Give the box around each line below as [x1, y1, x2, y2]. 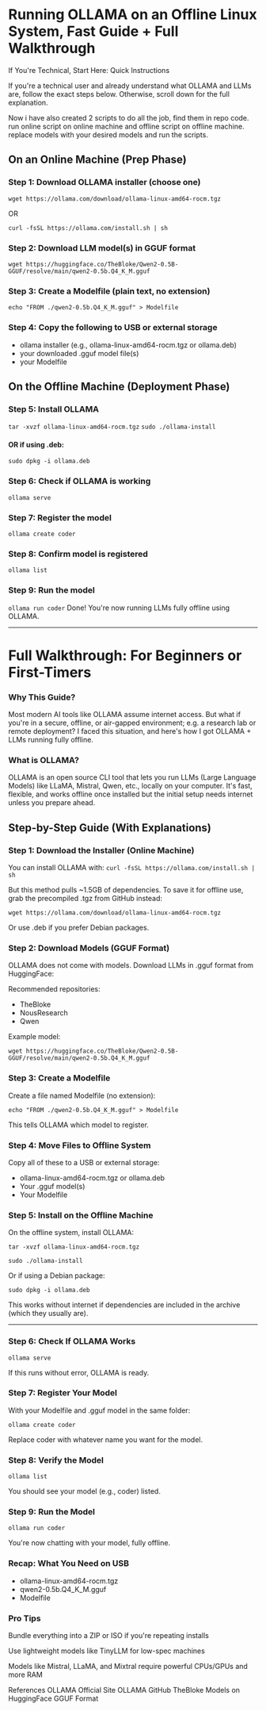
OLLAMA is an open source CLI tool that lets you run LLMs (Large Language [8, 773, 256, 782]
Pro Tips [8, 1613, 41, 1624]
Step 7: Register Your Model [8, 1387, 117, 1398]
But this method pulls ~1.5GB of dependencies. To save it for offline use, [8, 885, 244, 895]
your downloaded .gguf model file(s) [19, 348, 139, 358]
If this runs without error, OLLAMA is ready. [8, 1368, 150, 1377]
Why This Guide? [8, 692, 76, 703]
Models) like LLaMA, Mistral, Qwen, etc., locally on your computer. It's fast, [8, 781, 253, 791]
